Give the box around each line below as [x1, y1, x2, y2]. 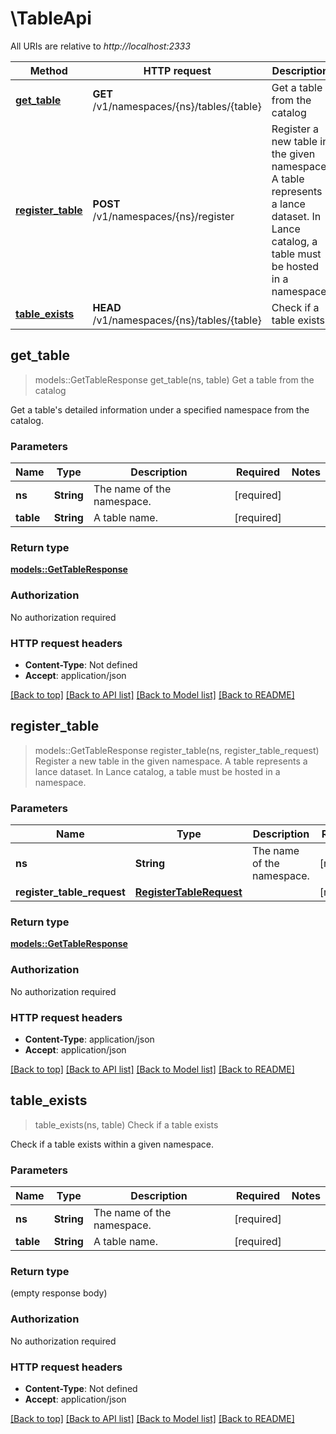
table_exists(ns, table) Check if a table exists [34, 1118, 219, 1131]
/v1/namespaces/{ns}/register [92, 209, 235, 223]
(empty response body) [10, 1287, 108, 1299]
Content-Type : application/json [24, 1033, 155, 1045]
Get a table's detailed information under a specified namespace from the [10, 403, 310, 416]
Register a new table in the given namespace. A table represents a [34, 755, 308, 767]
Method [29, 63, 68, 77]
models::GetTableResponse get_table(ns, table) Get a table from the [34, 373, 315, 386]
